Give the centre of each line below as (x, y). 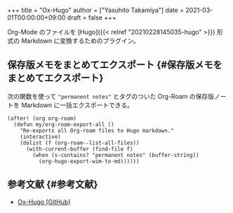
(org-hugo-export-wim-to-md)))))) (89, 161)
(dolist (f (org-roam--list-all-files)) (80, 143)
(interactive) (40, 137)
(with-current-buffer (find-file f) (79, 149)
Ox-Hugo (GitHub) (44, 202)
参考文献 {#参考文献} (53, 185)
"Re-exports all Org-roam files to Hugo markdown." (97, 130)
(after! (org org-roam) (42, 118)
